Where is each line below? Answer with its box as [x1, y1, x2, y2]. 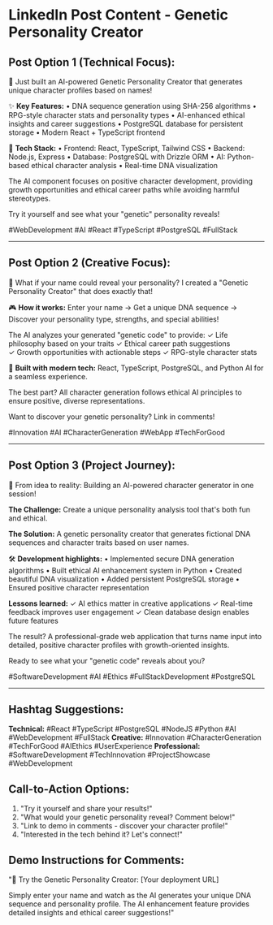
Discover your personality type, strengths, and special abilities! [8, 314, 219, 324]
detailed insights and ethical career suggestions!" [8, 908, 175, 918]
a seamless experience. [8, 371, 88, 381]
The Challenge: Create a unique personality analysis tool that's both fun [8, 504, 250, 514]
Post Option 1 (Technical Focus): [8, 55, 175, 69]
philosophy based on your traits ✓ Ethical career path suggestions [8, 339, 231, 348]
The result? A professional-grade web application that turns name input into [8, 631, 262, 641]
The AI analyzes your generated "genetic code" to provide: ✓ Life [8, 330, 228, 339]
